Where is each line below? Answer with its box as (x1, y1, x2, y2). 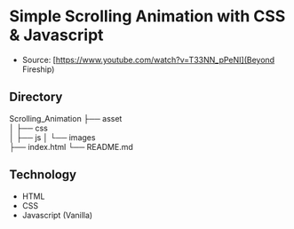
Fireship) (21, 64, 55, 75)
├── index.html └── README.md (9, 141, 133, 152)
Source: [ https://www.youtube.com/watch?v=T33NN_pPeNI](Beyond (21, 54, 275, 65)
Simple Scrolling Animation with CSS (9, 6, 286, 27)
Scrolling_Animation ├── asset (9, 113, 123, 123)
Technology (9, 167, 77, 183)
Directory (9, 90, 63, 105)
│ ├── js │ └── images (9, 131, 96, 143)
